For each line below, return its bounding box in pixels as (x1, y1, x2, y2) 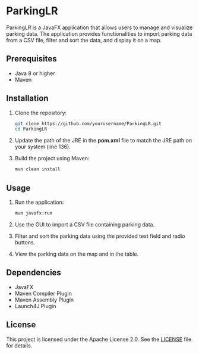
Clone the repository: (14, 109, 67, 116)
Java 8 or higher (14, 70, 55, 77)
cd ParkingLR (14, 126, 48, 132)
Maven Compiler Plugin (14, 290, 72, 297)
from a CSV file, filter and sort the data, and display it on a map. (6, 36, 162, 44)
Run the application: (14, 198, 64, 206)
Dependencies (6, 268, 61, 278)
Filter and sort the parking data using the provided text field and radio (14, 232, 185, 240)
